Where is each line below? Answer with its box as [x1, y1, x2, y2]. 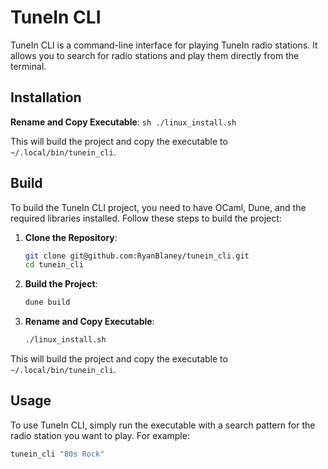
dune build [24, 297, 71, 308]
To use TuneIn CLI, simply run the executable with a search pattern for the [10, 419, 316, 431]
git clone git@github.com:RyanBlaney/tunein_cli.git [24, 251, 250, 261]
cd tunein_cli [24, 260, 84, 270]
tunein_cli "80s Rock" [10, 449, 105, 459]
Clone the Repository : [24, 231, 118, 243]
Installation [10, 89, 82, 106]
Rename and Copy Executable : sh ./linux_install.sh [10, 116, 237, 128]
